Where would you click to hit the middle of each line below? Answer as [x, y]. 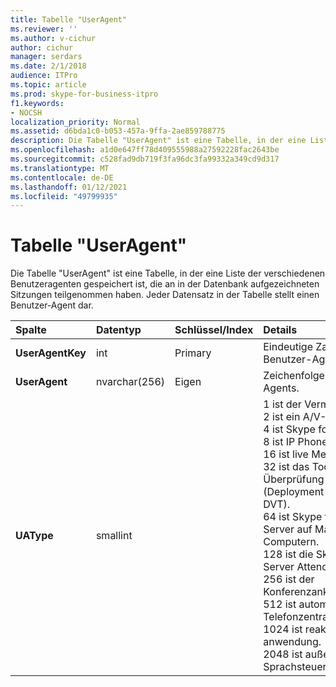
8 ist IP [279, 442]
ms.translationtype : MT [60, 168]
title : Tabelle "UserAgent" [69, 19]
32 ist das [286, 467]
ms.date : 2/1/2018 [48, 66]
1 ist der [282, 404]
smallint [114, 536]
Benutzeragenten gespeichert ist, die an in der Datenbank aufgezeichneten [165, 284]
